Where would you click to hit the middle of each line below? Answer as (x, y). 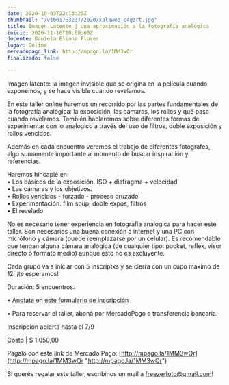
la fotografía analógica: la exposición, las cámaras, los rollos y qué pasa (108, 111)
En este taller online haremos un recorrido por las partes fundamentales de (113, 104)
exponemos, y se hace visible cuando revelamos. (76, 90)
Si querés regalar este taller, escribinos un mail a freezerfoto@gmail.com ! (110, 373)
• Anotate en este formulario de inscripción (68, 300)
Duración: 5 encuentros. (41, 287)
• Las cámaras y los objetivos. (50, 188)
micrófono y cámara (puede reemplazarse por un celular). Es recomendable (114, 238)
